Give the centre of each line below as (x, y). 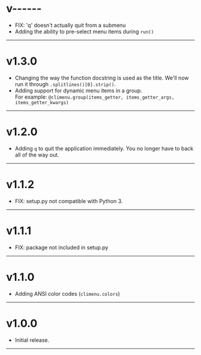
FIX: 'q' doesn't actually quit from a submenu (70, 25)
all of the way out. (37, 155)
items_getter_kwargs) (42, 102)
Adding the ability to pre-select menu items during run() (84, 31)
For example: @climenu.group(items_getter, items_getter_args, (95, 97)
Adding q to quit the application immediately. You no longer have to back (104, 148)
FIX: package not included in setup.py (62, 247)
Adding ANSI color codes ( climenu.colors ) (67, 293)
